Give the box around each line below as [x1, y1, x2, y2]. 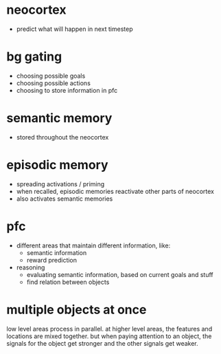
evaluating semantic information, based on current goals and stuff [26, 270, 213, 278]
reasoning [16, 263, 45, 272]
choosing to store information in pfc [16, 86, 118, 94]
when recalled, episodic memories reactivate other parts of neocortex [16, 187, 214, 195]
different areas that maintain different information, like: [16, 241, 171, 250]
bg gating [6, 49, 62, 65]
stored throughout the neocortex [16, 133, 109, 141]
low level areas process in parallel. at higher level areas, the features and [6, 324, 213, 333]
